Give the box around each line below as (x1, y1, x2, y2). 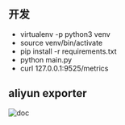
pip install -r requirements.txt (19, 46, 117, 56)
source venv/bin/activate (19, 38, 103, 47)
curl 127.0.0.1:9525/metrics (19, 63, 109, 73)
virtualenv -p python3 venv (19, 29, 110, 38)
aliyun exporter (8, 87, 87, 100)
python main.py (19, 54, 73, 64)
